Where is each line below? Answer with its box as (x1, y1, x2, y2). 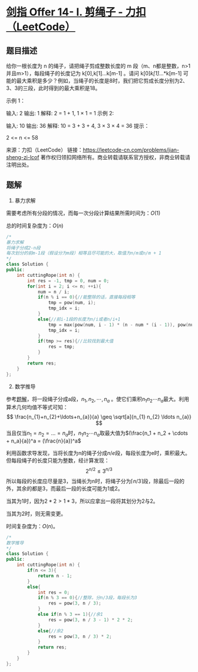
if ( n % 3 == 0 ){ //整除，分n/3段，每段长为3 (37, 595, 137, 601)
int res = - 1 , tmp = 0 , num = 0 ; (27, 277, 110, 284)
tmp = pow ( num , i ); (48, 300, 96, 306)
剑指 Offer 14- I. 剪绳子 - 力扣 (6, 5, 146, 19)
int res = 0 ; (37, 589, 70, 595)
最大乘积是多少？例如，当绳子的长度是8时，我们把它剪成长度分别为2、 (16, 77, 189, 84)
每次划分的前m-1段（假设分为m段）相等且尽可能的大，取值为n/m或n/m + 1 (6, 250, 162, 256)
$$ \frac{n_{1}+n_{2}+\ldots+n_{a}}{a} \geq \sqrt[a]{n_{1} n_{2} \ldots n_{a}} (6, 413, 192, 421)
